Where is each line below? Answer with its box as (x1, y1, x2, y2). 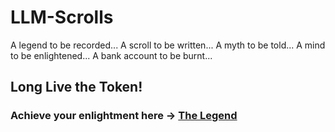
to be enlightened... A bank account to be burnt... (10, 49, 213, 61)
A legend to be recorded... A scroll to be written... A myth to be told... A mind (10, 39, 326, 51)
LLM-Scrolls (10, 6, 114, 29)
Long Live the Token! (10, 79, 143, 96)
